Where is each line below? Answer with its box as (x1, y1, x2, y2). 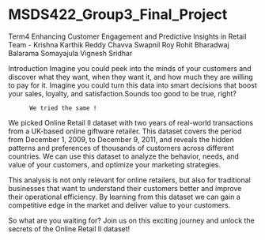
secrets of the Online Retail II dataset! (8, 223, 131, 234)
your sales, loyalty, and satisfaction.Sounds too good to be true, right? (8, 88, 237, 98)
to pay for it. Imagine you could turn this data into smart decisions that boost (8, 81, 257, 90)
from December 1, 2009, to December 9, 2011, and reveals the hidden (8, 134, 235, 144)
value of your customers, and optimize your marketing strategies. (8, 159, 221, 169)
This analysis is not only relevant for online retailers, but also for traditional (8, 175, 251, 185)
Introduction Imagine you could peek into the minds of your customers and (8, 63, 252, 73)
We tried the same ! (28, 104, 97, 112)
